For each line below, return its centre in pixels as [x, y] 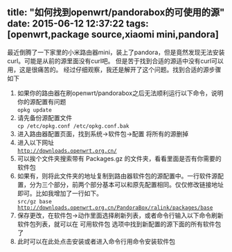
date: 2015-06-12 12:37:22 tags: [78, 24]
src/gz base [34, 201]
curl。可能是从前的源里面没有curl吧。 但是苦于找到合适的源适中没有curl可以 [115, 60]
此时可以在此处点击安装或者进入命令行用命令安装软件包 [96, 241]
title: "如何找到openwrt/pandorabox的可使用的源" [116, 12]
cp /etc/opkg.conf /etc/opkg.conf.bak [73, 126]
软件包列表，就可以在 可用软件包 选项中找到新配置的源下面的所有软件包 [119, 224]
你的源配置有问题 [42, 101]
